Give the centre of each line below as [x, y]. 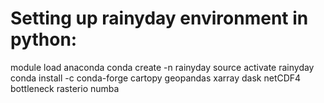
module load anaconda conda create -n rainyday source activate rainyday [162, 67]
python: [44, 39]
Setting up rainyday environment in [159, 18]
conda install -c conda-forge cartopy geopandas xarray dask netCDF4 [156, 78]
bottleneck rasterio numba [65, 88]
